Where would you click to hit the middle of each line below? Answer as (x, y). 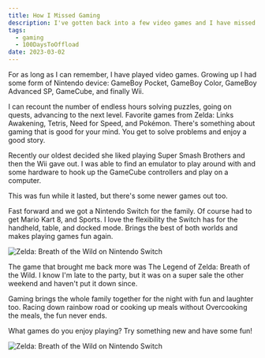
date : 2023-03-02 (37, 52)
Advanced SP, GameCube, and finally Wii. (76, 91)
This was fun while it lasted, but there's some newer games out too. (118, 196)
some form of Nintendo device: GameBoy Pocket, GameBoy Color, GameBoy (132, 83)
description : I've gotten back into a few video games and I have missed (132, 23)
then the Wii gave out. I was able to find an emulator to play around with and (132, 164)
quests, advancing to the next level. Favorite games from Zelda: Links (121, 115)
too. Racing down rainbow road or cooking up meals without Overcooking (128, 307)
